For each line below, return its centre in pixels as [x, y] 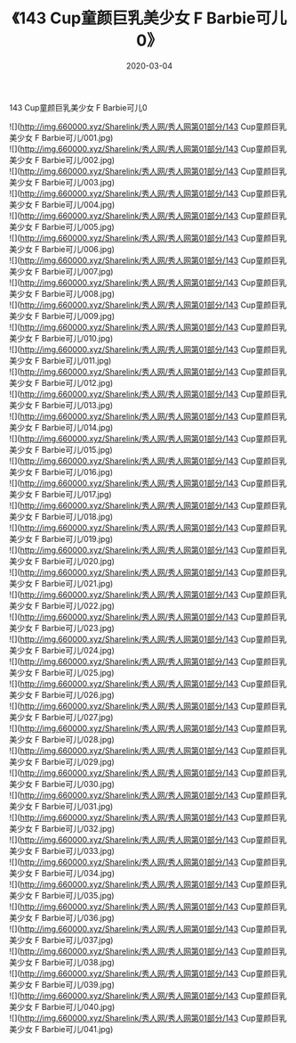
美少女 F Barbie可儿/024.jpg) [62, 650]
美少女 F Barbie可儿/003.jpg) [62, 182]
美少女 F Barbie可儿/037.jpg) [61, 940]
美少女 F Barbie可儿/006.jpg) [62, 249]
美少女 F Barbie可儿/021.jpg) [61, 583]
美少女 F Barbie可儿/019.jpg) [61, 538]
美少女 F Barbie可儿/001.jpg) [61, 137]
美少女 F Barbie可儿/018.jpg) [61, 516]
